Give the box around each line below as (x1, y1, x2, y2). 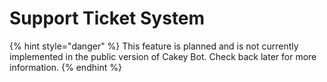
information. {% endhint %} (9, 61, 122, 73)
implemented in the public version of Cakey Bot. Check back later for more (9, 50, 317, 62)
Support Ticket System (9, 7, 206, 30)
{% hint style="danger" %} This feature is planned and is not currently (9, 40, 299, 52)
